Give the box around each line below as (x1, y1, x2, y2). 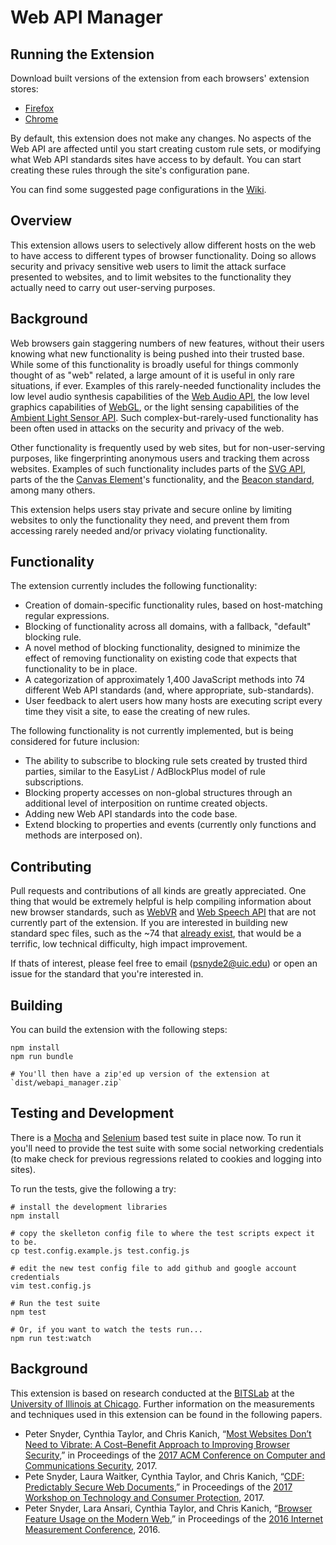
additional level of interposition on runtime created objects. (24, 797, 268, 810)
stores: (10, 83, 39, 95)
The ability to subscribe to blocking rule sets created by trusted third (24, 755, 308, 767)
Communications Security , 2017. (24, 1459, 158, 1471)
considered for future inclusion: (10, 736, 140, 748)
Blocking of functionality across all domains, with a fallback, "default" (24, 621, 312, 633)
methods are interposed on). (24, 829, 143, 841)
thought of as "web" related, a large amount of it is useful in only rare (10, 369, 295, 381)
